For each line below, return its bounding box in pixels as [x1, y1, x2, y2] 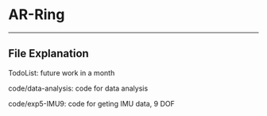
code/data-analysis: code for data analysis [8, 83, 149, 93]
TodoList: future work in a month [8, 68, 115, 77]
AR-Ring [8, 6, 65, 24]
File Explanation [8, 47, 89, 60]
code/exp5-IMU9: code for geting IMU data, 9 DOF [8, 99, 175, 108]
